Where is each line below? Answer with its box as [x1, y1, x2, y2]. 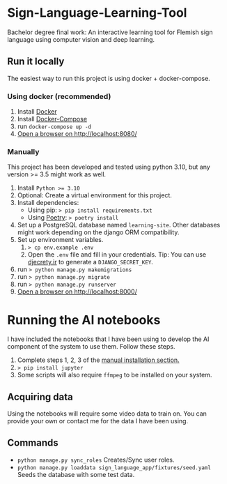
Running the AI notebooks [7, 312, 161, 328]
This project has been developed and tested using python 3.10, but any [7, 162, 210, 172]
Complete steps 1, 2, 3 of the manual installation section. [17, 356, 180, 364]
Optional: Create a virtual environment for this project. [17, 191, 173, 199]
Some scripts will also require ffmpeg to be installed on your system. [17, 371, 212, 379]
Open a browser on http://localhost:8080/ [17, 130, 137, 138]
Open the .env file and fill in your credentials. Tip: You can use [27, 250, 207, 259]
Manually [7, 146, 40, 156]
